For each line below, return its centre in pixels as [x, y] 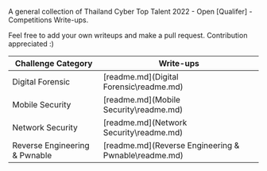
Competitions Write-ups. [48, 20]
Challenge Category [54, 63]
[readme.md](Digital [141, 77]
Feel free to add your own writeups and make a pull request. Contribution [128, 35]
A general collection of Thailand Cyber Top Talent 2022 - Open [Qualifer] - [130, 12]
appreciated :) [31, 44]
